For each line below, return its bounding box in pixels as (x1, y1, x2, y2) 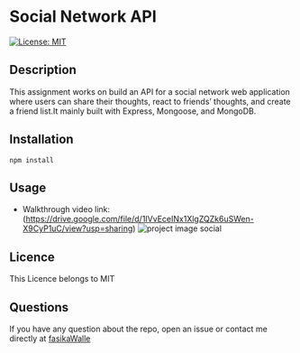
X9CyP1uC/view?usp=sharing (22, 223, 133, 234)
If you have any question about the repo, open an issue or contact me (9, 323, 268, 334)
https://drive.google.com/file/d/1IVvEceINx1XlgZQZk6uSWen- (25, 214, 254, 225)
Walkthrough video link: (22, 204, 111, 215)
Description (9, 62, 77, 78)
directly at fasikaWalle (9, 333, 91, 344)
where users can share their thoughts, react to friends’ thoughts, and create (9, 96, 291, 107)
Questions (9, 300, 69, 315)
